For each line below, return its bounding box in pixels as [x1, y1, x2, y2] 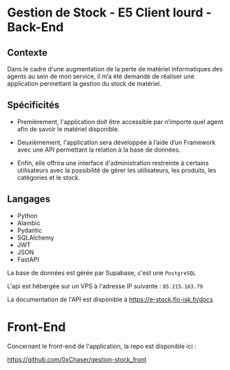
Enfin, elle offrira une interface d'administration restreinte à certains [16, 159, 209, 167]
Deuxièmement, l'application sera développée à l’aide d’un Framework [16, 138, 216, 146]
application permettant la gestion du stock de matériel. [7, 80, 162, 87]
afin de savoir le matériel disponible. [16, 125, 120, 133]
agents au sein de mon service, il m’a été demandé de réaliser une [7, 72, 194, 80]
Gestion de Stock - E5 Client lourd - [7, 5, 212, 21]
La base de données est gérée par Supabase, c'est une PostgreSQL [7, 268, 196, 277]
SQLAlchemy [16, 233, 54, 242]
